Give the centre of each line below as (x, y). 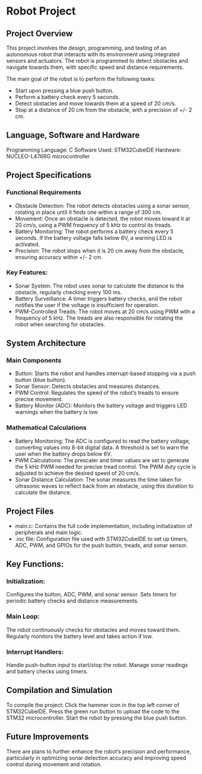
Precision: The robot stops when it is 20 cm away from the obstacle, (100, 250)
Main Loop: (23, 616)
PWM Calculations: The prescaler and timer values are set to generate (102, 460)
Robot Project (41, 11)
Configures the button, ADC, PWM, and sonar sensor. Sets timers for (91, 595)
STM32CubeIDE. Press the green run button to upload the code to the (93, 711)
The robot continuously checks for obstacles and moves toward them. (93, 630)
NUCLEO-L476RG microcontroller (48, 156)
